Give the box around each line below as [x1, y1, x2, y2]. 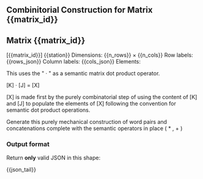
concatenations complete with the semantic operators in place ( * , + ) [6, 125, 183, 132]
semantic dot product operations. [6, 106, 90, 114]
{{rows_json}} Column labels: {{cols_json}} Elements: [6, 58, 141, 65]
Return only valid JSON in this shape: [6, 154, 101, 161]
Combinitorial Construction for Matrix [6, 5, 153, 15]
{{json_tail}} [6, 166, 37, 173]
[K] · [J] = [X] [6, 82, 40, 89]
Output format [6, 140, 50, 148]
